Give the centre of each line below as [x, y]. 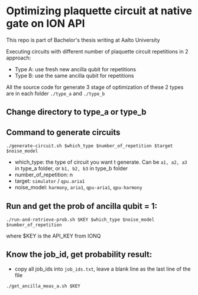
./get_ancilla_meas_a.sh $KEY [43, 286]
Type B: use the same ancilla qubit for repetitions [74, 75]
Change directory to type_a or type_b [76, 112]
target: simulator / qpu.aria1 [50, 181]
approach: [19, 58]
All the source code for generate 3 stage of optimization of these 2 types [95, 87]
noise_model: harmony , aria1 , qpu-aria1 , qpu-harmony [79, 188]
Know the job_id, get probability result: [79, 254]
